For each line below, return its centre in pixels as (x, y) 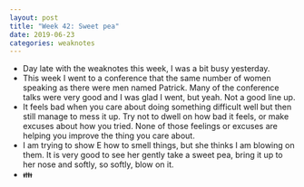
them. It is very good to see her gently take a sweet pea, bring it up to (152, 155)
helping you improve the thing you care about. (108, 136)
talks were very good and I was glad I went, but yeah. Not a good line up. (159, 98)
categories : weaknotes (52, 43)
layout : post (34, 18)
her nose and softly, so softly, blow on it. (98, 164)
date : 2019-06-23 (42, 34)
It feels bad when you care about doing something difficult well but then (157, 107)
